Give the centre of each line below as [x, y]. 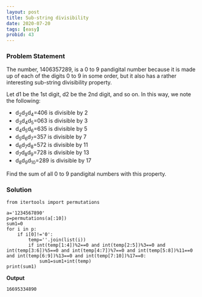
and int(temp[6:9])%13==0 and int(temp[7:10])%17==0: [77, 256]
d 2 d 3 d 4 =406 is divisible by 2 [51, 114]
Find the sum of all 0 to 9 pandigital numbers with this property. [86, 174]
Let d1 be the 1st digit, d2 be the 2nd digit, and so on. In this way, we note [99, 94]
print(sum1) [21, 267]
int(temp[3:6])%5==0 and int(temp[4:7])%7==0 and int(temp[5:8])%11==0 [99, 251]
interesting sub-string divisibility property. [59, 83]
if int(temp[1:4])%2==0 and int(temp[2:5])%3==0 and [97, 246]
